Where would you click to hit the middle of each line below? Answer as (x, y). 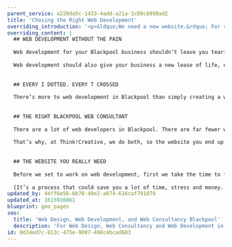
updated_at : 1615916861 (41, 200)
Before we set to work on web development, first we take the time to (117, 174)
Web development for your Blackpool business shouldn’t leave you (111, 53)
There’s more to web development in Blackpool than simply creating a (117, 98)
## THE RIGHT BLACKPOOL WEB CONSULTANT (71, 116)
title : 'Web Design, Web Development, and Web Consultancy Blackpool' (117, 219)
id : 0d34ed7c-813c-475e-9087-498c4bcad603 (69, 232)
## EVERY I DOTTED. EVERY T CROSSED (66, 84)
